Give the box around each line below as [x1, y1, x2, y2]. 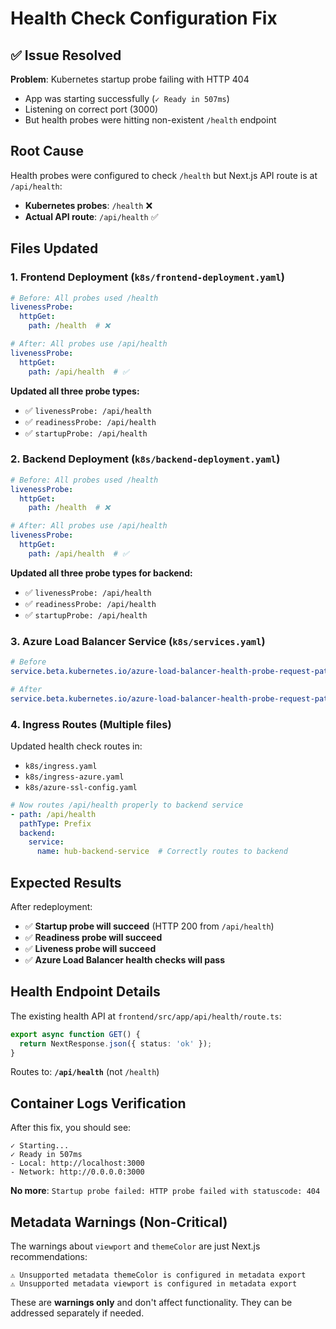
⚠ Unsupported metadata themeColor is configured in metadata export [10, 1270, 307, 1281]
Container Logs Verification [10, 1095, 187, 1112]
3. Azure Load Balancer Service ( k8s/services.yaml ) [10, 634, 266, 648]
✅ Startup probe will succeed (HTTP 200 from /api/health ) [24, 920, 275, 932]
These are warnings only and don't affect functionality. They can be [10, 1297, 293, 1309]
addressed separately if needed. [10, 1307, 145, 1319]
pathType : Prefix [19, 818, 92, 829]
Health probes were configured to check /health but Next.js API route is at [10, 169, 318, 181]
